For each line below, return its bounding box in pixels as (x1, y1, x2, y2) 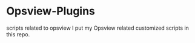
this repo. (6, 30, 30, 38)
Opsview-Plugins (6, 4, 96, 18)
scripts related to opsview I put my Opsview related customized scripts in (6, 24, 190, 31)
